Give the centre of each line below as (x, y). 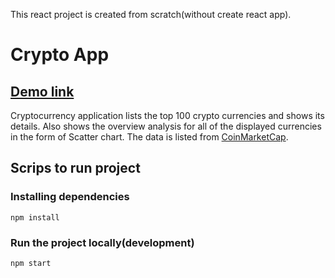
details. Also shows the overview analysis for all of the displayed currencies (166, 126)
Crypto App (60, 55)
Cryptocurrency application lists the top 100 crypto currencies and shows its (167, 115)
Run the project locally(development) (102, 242)
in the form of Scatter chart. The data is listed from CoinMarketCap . (149, 137)
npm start (31, 263)
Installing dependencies (70, 197)
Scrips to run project (75, 168)
